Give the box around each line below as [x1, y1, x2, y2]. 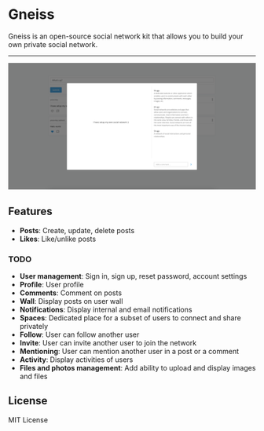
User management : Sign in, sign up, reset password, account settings [19, 271, 247, 280]
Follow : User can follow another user [19, 330, 140, 339]
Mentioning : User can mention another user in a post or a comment [19, 346, 240, 356]
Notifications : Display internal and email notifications [19, 305, 192, 314]
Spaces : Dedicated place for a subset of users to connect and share [19, 312, 241, 323]
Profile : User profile [19, 279, 84, 289]
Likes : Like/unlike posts [19, 234, 97, 243]
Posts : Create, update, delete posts [19, 225, 135, 235]
